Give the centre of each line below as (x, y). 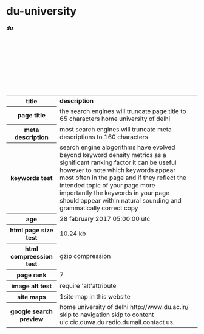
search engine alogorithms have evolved (117, 147)
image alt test (32, 286)
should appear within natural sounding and (121, 201)
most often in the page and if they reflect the (123, 178)
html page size (32, 230)
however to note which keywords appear (118, 170)
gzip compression (85, 256)
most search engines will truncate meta (116, 129)
